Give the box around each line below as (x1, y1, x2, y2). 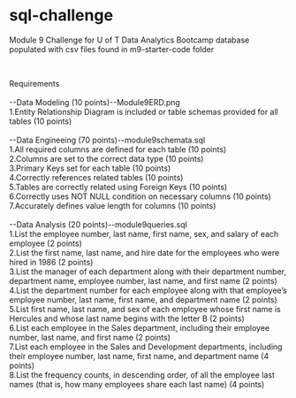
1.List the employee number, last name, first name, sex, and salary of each (9, 228, 279, 239)
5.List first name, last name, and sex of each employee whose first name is (9, 303, 281, 314)
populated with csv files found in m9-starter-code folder (9, 43, 215, 54)
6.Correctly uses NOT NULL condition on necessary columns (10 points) (9, 191, 271, 202)
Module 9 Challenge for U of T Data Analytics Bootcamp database (9, 34, 250, 45)
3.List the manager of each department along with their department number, (9, 266, 287, 277)
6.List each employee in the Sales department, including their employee (9, 322, 270, 333)
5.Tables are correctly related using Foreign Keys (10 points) (9, 181, 228, 192)
